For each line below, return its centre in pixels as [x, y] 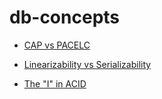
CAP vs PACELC [57, 45]
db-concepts [65, 17]
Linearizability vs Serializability [87, 64]
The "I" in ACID [55, 83]
